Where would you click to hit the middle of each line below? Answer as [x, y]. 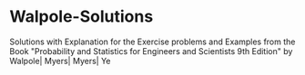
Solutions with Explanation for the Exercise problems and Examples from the [152, 42]
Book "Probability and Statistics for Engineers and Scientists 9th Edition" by [151, 51]
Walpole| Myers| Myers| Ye [60, 61]
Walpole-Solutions [81, 17]
